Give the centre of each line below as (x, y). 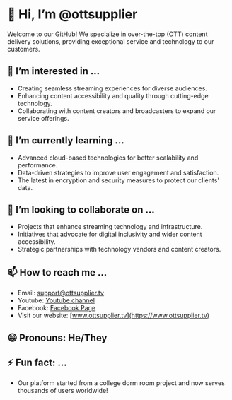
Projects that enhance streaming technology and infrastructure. (110, 227)
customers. (24, 49)
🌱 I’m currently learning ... (66, 141)
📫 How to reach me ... (57, 272)
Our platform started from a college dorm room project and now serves (121, 383)
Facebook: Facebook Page (57, 308)
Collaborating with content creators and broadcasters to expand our (117, 111)
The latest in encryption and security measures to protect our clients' (118, 180)
